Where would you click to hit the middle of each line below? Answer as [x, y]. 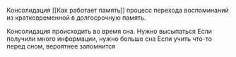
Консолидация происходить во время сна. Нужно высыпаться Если [110, 31]
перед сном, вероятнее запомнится [61, 46]
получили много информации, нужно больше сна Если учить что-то [110, 39]
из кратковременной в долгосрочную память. [76, 18]
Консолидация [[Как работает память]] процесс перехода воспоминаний [118, 10]
